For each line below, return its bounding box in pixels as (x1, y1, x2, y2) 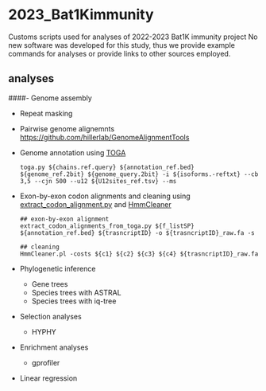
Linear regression (19, 373, 78, 383)
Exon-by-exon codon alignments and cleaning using (19, 191, 191, 201)
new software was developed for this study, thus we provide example (8, 40, 236, 49)
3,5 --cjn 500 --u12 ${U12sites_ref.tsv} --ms (19, 177, 177, 185)
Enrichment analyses (19, 342, 89, 352)
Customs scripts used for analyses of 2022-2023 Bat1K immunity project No (8, 32, 258, 41)
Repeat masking (19, 108, 73, 118)
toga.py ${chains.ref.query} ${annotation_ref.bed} (19, 163, 195, 171)
